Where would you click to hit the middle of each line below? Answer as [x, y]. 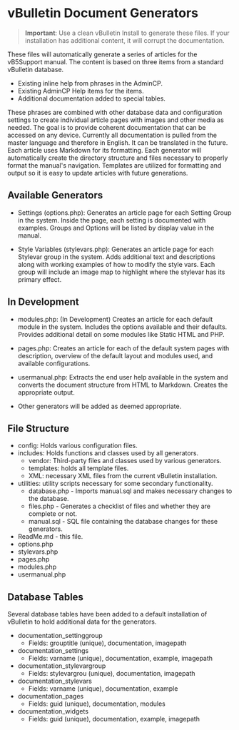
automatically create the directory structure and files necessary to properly [118, 158]
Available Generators [55, 195]
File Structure [38, 429]
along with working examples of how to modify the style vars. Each [116, 264]
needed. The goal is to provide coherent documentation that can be [107, 127]
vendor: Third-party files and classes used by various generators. [125, 461]
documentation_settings [53, 651]
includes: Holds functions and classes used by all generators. [108, 453]
